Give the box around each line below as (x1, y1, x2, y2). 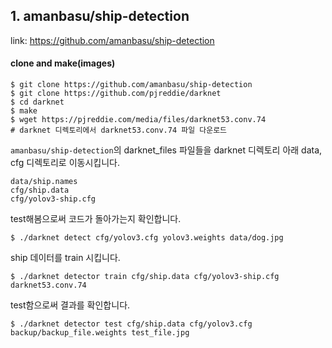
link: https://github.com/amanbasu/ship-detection (10, 34, 215, 46)
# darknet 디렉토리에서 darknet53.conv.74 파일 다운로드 (10, 125, 228, 136)
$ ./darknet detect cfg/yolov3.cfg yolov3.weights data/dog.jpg (10, 233, 284, 243)
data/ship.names (10, 177, 78, 187)
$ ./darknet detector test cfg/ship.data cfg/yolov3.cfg (10, 319, 253, 329)
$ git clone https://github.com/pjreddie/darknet (10, 89, 222, 99)
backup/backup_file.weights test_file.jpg (10, 328, 190, 338)
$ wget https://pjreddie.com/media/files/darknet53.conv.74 (10, 115, 267, 125)
